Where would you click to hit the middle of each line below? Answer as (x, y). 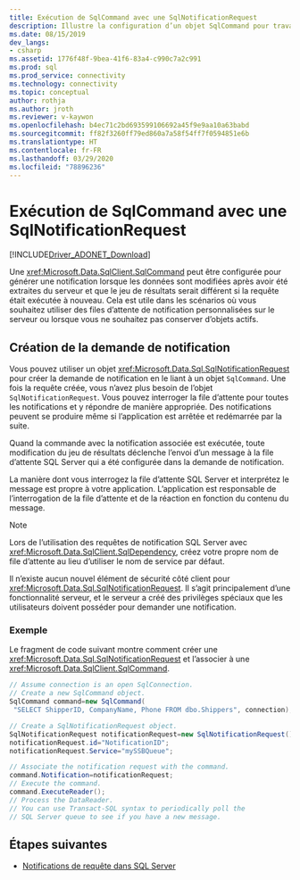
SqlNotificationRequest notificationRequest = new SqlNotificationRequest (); (153, 734)
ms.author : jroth (42, 109)
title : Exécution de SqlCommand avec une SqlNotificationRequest (133, 17)
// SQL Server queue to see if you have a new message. (115, 817)
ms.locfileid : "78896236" (57, 167)
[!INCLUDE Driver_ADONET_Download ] (80, 254)
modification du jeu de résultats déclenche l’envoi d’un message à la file (142, 452)
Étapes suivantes (58, 844)
